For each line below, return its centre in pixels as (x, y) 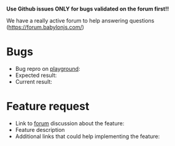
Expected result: (36, 75)
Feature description (40, 130)
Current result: (33, 81)
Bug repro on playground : (48, 68)
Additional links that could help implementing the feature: (87, 136)
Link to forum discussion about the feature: (70, 123)
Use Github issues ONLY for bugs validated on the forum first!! (88, 9)
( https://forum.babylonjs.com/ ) (45, 27)
